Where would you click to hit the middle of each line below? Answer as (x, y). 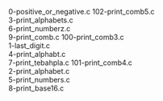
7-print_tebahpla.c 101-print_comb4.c (71, 63)
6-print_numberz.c (40, 28)
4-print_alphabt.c (37, 54)
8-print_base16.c (36, 88)
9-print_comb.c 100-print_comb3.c (66, 37)
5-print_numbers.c (40, 80)
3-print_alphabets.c (41, 20)
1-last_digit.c (29, 46)
